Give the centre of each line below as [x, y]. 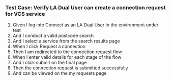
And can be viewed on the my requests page [60, 73]
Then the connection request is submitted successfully [70, 68]
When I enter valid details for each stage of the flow [67, 57]
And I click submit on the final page [50, 63]
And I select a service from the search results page [66, 41]
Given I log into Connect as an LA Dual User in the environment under [85, 25]
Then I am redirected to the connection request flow [67, 52]
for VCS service [25, 14]
